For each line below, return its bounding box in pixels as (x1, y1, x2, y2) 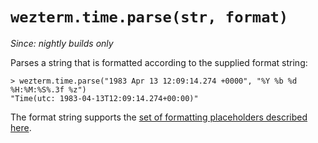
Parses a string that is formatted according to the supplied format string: (10, 56, 308, 68)
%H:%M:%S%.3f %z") (10, 84, 87, 95)
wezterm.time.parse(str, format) (10, 8, 289, 27)
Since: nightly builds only (10, 37, 114, 49)
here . (10, 121, 32, 133)
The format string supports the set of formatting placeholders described (10, 111, 308, 123)
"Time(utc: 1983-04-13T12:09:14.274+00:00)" (10, 93, 199, 103)
